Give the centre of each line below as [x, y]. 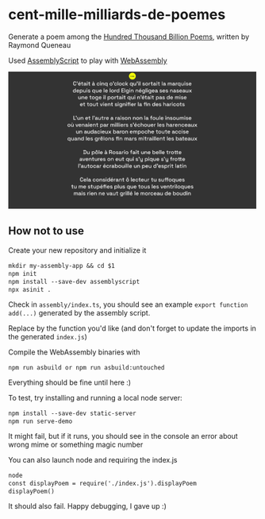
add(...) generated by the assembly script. [79, 312]
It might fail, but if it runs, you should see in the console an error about [123, 436]
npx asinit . [30, 289]
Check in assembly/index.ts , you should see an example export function [128, 304]
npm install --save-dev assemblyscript [74, 281]
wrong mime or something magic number [76, 444]
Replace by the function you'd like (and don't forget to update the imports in [132, 328]
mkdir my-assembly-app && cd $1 [61, 265]
